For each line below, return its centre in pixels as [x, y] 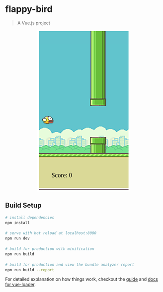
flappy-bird [29, 9]
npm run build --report [30, 270]
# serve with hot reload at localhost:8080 [51, 233]
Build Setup [23, 205]
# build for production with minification [50, 249]
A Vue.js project [34, 23]
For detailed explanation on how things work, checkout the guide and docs [81, 279]
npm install [17, 223]
